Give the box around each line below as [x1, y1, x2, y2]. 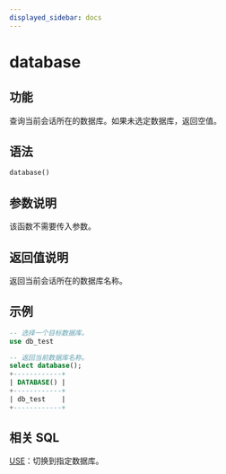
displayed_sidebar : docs [9, 13, 102, 22]
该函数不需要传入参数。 [9, 221, 96, 232]
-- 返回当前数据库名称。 [9, 353, 89, 362]
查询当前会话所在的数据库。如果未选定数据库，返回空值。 [9, 115, 222, 126]
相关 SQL [9, 430, 60, 445]
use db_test [9, 337, 54, 346]
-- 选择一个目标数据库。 [9, 329, 89, 338]
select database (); [9, 361, 83, 371]
